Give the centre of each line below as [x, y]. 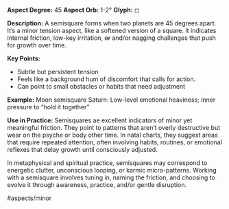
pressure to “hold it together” [48, 107]
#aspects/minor [29, 198]
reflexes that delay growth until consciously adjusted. [82, 150]
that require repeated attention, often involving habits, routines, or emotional [115, 142]
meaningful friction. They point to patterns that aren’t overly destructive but [114, 128]
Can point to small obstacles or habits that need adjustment [101, 86]
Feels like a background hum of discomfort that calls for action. [106, 79]
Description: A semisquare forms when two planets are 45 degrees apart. [112, 23]
